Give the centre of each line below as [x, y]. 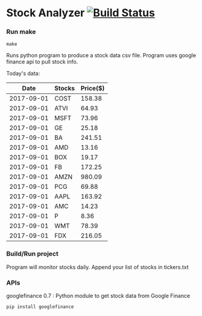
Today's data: [23, 74]
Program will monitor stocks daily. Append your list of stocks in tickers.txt [97, 267]
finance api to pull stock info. [42, 62]
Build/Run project [32, 254]
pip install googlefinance [40, 307]
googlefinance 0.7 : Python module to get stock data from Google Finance [98, 296]
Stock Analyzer [46, 13]
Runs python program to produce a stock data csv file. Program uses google [101, 55]
